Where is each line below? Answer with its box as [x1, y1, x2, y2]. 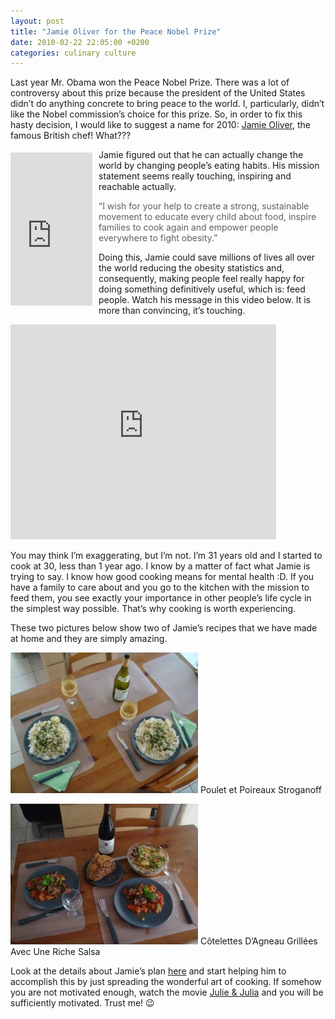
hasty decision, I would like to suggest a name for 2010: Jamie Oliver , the [10, 119, 311, 131]
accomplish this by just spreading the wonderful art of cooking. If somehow [10, 976, 322, 988]
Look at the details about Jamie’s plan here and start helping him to [10, 965, 287, 977]
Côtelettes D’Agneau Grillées [199, 935, 318, 947]
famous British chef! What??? [10, 130, 132, 142]
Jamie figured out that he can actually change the [98, 149, 304, 161]
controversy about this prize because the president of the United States [10, 87, 306, 99]
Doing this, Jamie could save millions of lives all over [98, 251, 316, 264]
